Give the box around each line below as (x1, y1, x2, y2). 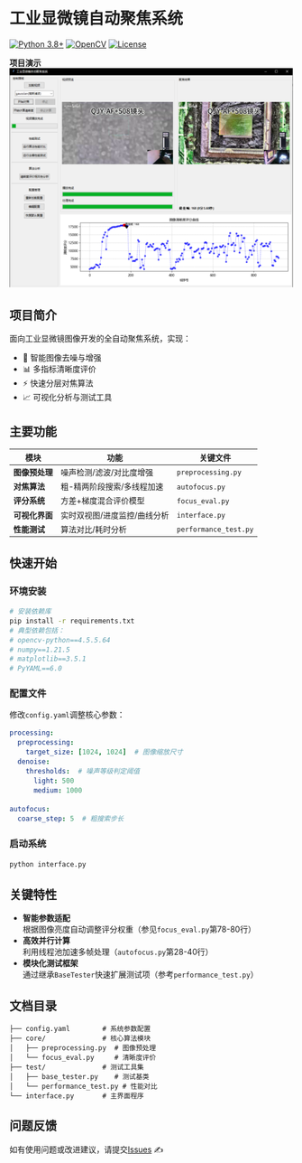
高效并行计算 (22, 935, 70, 946)
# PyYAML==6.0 (9, 664, 63, 673)
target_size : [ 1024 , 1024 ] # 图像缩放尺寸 (25, 747, 183, 757)
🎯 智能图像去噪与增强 (22, 352, 102, 363)
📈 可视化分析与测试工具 (22, 392, 113, 403)
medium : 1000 (32, 785, 83, 795)
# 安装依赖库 (9, 607, 51, 616)
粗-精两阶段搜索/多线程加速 (60, 481, 164, 492)
